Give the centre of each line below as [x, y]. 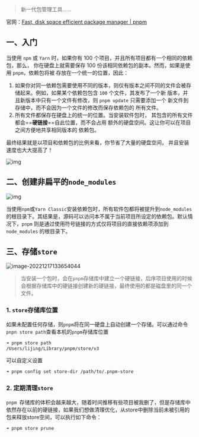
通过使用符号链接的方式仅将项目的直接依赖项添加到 [106, 224]
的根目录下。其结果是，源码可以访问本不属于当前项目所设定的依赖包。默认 [97, 216]
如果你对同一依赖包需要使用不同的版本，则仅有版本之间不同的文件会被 [100, 85]
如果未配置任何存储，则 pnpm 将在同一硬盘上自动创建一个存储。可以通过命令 [97, 324]
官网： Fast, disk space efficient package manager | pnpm [76, 22]
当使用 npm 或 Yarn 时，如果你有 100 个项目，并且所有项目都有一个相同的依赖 [99, 58]
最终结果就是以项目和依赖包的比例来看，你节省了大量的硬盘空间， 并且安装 [98, 142]
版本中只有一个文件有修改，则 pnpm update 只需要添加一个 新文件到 [107, 100]
